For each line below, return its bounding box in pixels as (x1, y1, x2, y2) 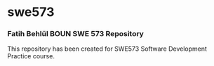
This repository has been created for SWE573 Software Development (7, 44, 207, 53)
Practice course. (7, 52, 55, 60)
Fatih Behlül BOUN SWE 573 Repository (7, 29, 144, 39)
